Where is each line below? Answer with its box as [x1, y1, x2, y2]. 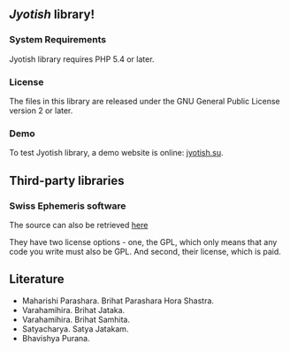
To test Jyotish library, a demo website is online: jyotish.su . [9, 148, 224, 158]
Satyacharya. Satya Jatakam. [21, 323, 129, 334]
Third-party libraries [9, 172, 125, 188]
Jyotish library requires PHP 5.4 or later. [9, 53, 155, 65]
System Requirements [9, 34, 107, 46]
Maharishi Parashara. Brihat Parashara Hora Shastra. [21, 295, 215, 306]
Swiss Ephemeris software [9, 199, 126, 211]
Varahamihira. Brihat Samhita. [21, 314, 131, 325]
